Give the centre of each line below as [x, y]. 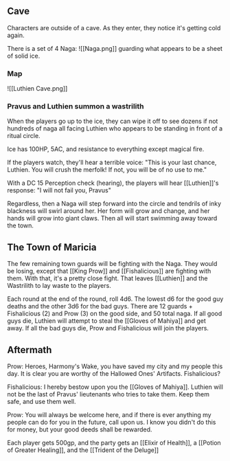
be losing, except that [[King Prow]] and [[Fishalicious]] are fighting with [109, 271]
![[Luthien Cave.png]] [37, 89]
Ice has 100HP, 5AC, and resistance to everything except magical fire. [106, 149]
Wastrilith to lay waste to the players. [59, 286]
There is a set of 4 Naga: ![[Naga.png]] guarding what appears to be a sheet [115, 48]
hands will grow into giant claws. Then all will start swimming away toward [112, 218]
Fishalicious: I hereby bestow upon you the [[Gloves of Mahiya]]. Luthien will [115, 387]
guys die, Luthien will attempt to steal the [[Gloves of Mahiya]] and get [106, 321]
